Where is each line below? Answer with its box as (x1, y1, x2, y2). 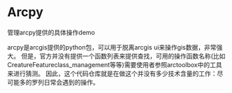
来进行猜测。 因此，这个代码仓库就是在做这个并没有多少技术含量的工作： (7, 69, 217, 78)
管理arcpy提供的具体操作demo (7, 28, 96, 36)
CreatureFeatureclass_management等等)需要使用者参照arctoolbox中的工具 (7, 60, 222, 69)
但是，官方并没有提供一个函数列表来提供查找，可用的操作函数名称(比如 (20, 52, 226, 60)
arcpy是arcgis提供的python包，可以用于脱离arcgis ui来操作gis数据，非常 (7, 43, 217, 51)
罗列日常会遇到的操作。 (31, 78, 99, 86)
